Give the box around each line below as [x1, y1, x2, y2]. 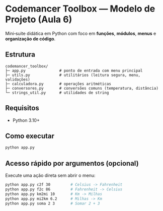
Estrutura [5, 50, 36, 59]
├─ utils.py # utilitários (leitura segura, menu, [5, 73, 141, 78]
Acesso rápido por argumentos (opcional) [5, 159, 139, 168]
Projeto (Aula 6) [5, 14, 72, 25]
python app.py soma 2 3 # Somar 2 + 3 [5, 201, 100, 206]
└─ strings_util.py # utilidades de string [5, 90, 109, 95]
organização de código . [5, 36, 56, 42]
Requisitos [5, 104, 39, 112]
